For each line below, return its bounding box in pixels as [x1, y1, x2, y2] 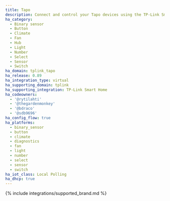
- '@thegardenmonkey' [10, 102, 56, 107]
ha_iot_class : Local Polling [5, 172, 67, 177]
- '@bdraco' [10, 106, 35, 111]
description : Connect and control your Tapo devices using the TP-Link [5, 12, 159, 17]
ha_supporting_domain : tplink [5, 82, 69, 87]
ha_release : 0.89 [5, 73, 42, 78]
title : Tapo [5, 7, 30, 13]
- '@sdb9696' [10, 111, 37, 116]
